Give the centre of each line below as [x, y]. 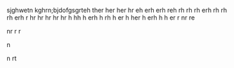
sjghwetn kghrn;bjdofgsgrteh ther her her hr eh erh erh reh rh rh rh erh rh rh [117, 10]
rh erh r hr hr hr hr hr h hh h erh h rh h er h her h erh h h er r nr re [101, 18]
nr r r [14, 31]
